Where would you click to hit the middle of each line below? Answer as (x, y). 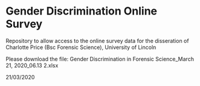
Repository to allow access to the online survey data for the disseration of (97, 41)
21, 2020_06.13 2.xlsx (32, 65)
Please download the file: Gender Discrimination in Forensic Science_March (100, 59)
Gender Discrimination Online (82, 11)
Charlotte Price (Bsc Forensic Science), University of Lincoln (81, 47)
